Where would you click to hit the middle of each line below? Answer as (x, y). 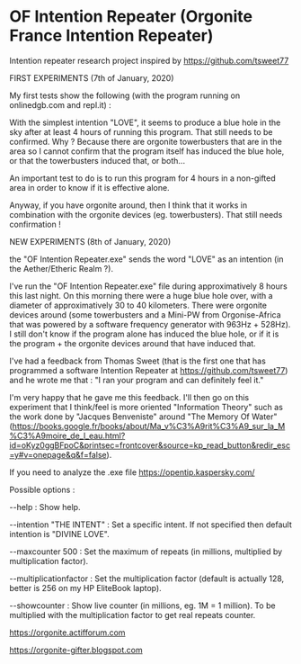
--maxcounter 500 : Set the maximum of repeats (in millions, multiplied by (146, 552)
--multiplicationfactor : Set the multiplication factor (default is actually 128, (147, 579)
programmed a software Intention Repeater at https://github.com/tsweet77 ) (149, 370)
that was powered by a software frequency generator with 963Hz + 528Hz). (150, 324)
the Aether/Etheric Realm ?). (62, 268)
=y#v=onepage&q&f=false (58, 454)
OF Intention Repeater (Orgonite (131, 17)
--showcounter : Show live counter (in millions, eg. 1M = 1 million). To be (142, 606)
